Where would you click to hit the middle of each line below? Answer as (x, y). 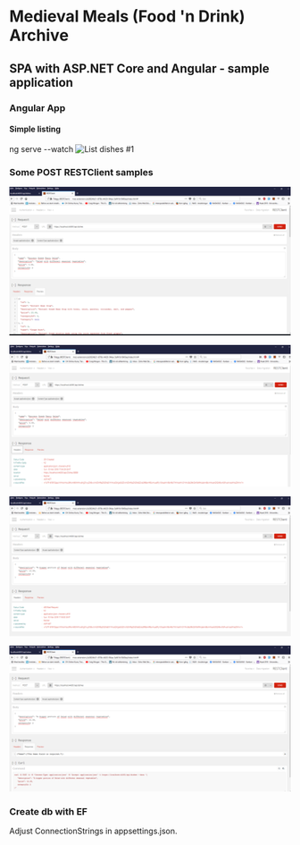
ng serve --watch (42, 148)
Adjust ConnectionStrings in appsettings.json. (93, 831)
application (42, 82)
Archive (39, 35)
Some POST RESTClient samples (81, 172)
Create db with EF (48, 811)
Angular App (37, 107)
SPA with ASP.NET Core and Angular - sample (139, 68)
